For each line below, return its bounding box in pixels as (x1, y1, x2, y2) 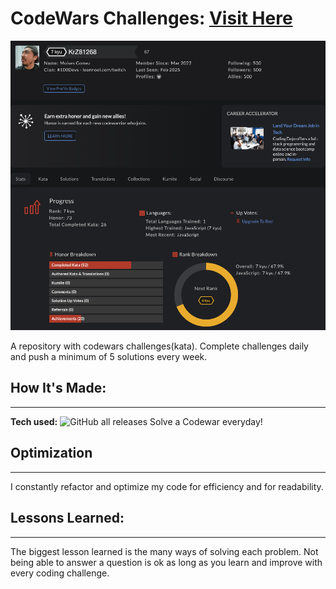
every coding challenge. (10, 567, 110, 579)
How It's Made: (10, 380, 107, 397)
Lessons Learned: (10, 510, 125, 527)
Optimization (10, 445, 93, 462)
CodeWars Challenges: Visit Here (10, 7, 293, 30)
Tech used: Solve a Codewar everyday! (10, 415, 263, 427)
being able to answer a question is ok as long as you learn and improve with (10, 556, 323, 568)
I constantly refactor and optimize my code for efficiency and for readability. (10, 480, 324, 492)
